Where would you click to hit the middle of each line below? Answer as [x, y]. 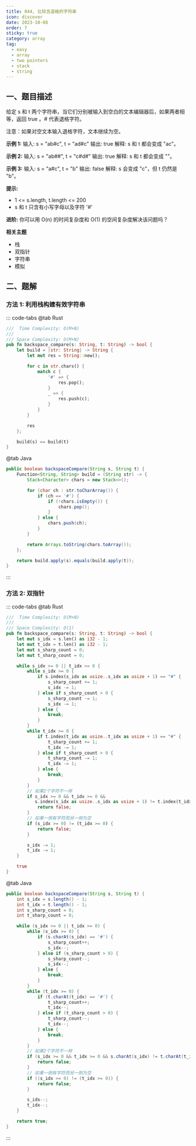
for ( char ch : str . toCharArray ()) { [73, 490]
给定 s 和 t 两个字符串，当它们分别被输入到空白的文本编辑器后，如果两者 [93, 112]
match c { [49, 371]
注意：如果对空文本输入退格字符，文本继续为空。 [65, 132]
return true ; [32, 1121]
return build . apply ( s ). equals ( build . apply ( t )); [75, 560]
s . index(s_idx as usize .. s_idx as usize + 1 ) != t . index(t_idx [113, 802]
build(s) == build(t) [43, 442]
